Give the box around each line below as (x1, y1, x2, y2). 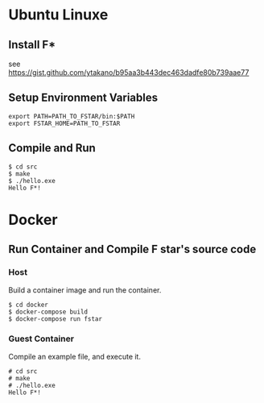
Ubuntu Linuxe (8, 6, 109, 24)
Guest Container (8, 333, 75, 344)
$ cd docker (8, 301, 48, 309)
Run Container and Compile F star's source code (8, 243, 257, 256)
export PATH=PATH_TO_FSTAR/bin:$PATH (8, 112, 135, 120)
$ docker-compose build (8, 308, 89, 316)
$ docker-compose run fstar (8, 314, 103, 323)
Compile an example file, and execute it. (8, 351, 141, 361)
